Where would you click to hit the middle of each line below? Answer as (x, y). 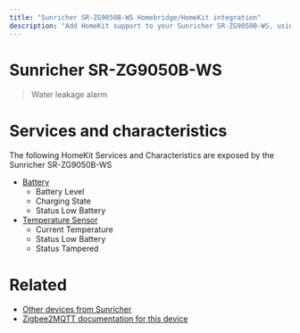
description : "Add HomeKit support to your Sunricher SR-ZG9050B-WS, (142, 26)
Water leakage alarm (69, 95)
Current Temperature (74, 229)
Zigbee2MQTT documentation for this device (105, 319)
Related (38, 284)
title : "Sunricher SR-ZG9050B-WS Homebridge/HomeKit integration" (135, 17)
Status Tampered (67, 249)
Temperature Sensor (60, 221)
